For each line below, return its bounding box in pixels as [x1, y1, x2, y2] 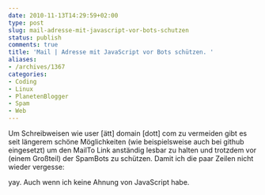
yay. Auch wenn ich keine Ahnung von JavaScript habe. [8, 178, 190, 186]
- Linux [8, 84, 34, 93]
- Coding [8, 77, 37, 85]
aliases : [8, 56, 37, 64]
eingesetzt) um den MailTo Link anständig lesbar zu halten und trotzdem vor [8, 145, 257, 155]
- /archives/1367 [8, 63, 66, 71]
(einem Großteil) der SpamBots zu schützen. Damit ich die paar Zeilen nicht [8, 154, 254, 163]
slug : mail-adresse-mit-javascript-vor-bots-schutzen [8, 26, 190, 34]
